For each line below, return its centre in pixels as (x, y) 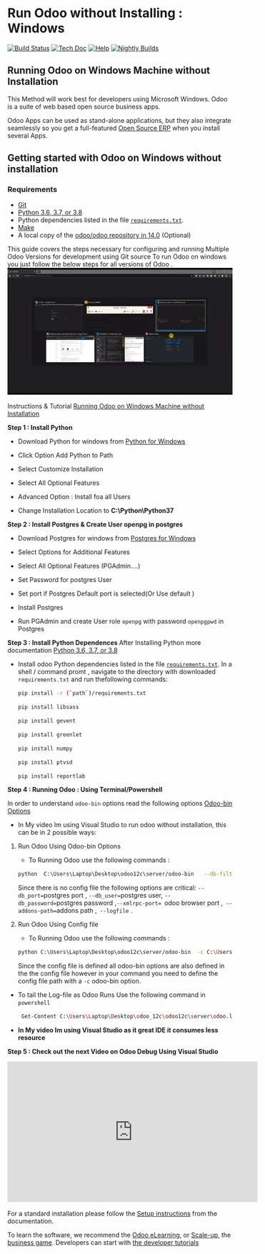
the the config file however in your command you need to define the (118, 973)
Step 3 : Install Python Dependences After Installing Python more (104, 643)
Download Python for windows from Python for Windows (101, 441)
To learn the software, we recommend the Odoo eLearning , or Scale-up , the (119, 1235)
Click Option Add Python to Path (65, 456)
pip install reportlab (51, 776)
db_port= (31, 896)
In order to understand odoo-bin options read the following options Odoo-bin (120, 803)
